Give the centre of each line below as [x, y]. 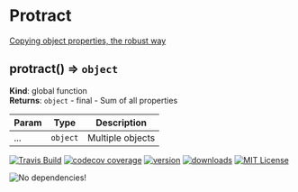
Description [121, 123]
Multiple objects [121, 138]
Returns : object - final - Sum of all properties [94, 100]
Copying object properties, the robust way [88, 41]
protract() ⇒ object [64, 69]
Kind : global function [49, 90]
